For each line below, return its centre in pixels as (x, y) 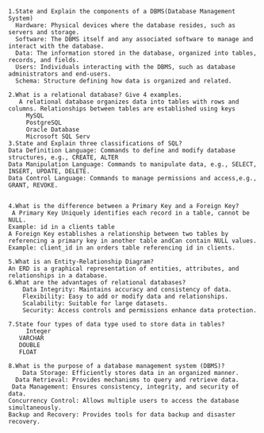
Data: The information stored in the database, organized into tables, (136, 53)
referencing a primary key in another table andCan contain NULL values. (133, 241)
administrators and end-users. (60, 74)
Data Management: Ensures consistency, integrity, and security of (125, 387)
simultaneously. (35, 408)
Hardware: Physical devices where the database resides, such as (126, 25)
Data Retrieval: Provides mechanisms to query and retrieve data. (127, 380)
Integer (38, 331)
